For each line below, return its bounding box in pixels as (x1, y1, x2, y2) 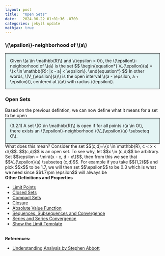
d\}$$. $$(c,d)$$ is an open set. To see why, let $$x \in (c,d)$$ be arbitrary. (5, 148, 160, 154)
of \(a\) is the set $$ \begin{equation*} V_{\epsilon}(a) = (39, 63, 153, 69)
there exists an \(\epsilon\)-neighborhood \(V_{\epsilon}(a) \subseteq (10, 128, 150, 133)
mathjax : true (5, 26, 34, 31)
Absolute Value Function (12, 205, 62, 211)
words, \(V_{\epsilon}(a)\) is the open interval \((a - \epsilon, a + (10, 73, 139, 79)
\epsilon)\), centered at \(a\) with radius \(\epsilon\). (10, 79, 114, 85)
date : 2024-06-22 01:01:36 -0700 (5, 16, 78, 21)
